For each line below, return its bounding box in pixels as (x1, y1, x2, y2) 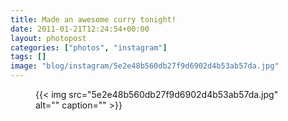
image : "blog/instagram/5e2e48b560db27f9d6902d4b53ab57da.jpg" (10, 61, 280, 71)
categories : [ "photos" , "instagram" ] (10, 42, 168, 53)
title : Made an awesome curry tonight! (10, 14, 177, 25)
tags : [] (10, 52, 47, 62)
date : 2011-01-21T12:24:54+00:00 (10, 24, 150, 34)
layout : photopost (10, 33, 87, 43)
